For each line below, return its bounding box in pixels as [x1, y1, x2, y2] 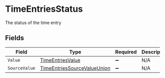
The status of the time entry [5, 20, 61, 26]
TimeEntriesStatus [5, 3, 83, 15]
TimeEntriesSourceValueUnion [40, 65, 110, 72]
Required [115, 48, 137, 55]
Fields [5, 34, 25, 42]
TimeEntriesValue [40, 56, 81, 63]
